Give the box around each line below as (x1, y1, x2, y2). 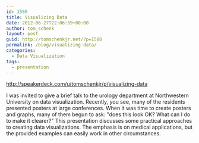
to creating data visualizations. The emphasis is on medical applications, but (6, 123, 193, 131)
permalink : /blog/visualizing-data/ (6, 42, 97, 48)
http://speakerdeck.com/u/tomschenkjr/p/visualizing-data (6, 80, 148, 88)
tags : (6, 58, 20, 64)
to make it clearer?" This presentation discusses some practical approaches (6, 117, 192, 125)
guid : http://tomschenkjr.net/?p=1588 (6, 36, 102, 42)
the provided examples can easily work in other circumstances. (6, 130, 162, 137)
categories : (6, 48, 36, 54)
